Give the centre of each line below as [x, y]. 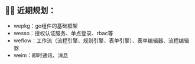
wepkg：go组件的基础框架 [45, 26]
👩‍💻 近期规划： [30, 11]
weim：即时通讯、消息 [41, 55]
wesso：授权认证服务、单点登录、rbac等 [63, 33]
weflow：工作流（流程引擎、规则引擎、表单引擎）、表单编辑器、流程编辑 [101, 41]
